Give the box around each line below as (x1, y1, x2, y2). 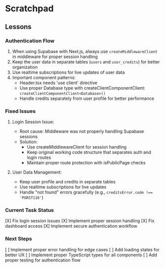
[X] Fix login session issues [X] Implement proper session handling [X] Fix (5, 218, 155, 224)
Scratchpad (5, 3, 54, 14)
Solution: (19, 139, 38, 145)
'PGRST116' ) (19, 195, 44, 201)
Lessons (5, 23, 32, 31)
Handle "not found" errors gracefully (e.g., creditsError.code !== (19, 189, 153, 195)
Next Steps (5, 236, 32, 242)
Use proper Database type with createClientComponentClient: (19, 85, 146, 91)
